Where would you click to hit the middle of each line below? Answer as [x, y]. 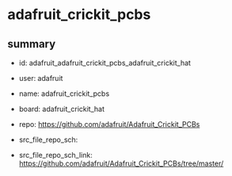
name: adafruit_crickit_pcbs [64, 94]
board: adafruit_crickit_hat [61, 109]
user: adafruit [41, 78]
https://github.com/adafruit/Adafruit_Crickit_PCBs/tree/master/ [121, 163]
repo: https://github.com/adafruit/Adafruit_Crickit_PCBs [109, 124]
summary [32, 44]
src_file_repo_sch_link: [55, 155]
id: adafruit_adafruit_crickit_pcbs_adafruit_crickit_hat [105, 63]
